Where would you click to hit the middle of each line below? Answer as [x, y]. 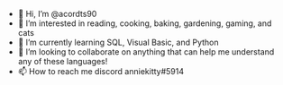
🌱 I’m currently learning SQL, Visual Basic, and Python [118, 42]
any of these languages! [63, 61]
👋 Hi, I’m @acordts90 [57, 14]
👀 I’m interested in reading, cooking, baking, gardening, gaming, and [145, 23]
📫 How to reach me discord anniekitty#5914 [101, 71]
